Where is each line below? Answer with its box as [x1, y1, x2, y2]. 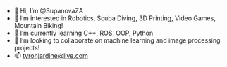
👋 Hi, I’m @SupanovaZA [13, 7, 83, 15]
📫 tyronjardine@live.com [13, 52, 88, 59]
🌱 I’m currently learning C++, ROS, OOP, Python [13, 29, 154, 37]
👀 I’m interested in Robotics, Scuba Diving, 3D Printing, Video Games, [13, 14, 216, 22]
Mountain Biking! [13, 22, 63, 29]
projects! [13, 44, 40, 52]
